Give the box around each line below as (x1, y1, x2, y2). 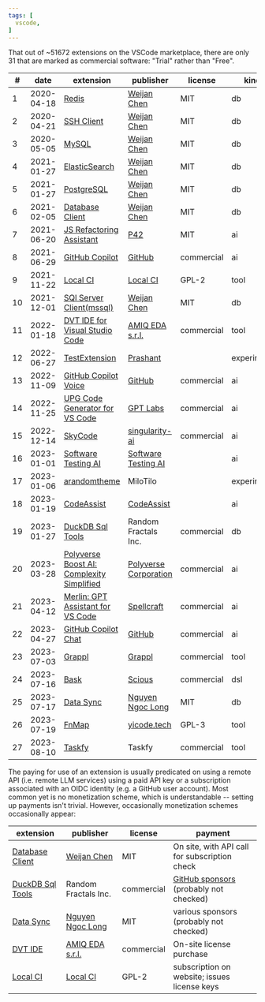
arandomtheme (63, 476, 121, 487)
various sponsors (173, 907, 238, 918)
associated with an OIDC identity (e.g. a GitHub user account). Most (8, 784, 229, 794)
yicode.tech (127, 720, 172, 731)
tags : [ (8, 11, 34, 20)
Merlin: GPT (63, 591, 108, 602)
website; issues (173, 971, 230, 982)
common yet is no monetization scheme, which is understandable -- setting (8, 792, 254, 802)
